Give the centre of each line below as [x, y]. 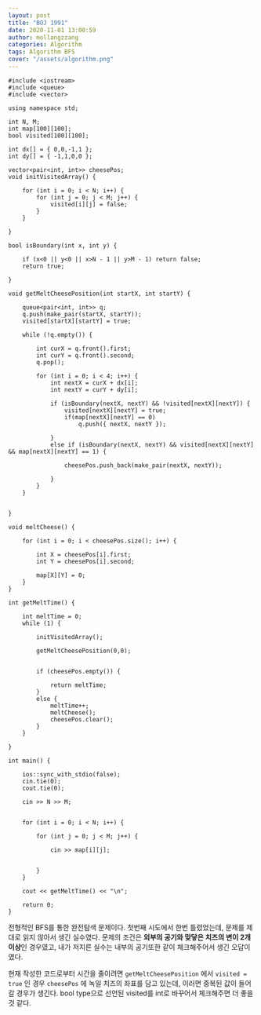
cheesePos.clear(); [82, 719]
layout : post [29, 15]
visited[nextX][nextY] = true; [115, 410]
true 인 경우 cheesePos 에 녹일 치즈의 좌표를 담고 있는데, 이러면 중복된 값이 [123, 983]
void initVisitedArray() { [52, 177]
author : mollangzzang [43, 37]
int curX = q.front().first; [84, 349]
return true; [43, 266]
